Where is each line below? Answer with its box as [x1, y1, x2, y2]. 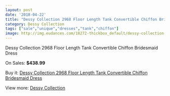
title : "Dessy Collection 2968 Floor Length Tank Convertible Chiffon [5, 17, 157, 22]
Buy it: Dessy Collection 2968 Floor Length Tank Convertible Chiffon [5, 70, 148, 76]
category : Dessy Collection [5, 21, 65, 27]
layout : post [5, 7, 33, 13]
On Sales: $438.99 [5, 60, 46, 66]
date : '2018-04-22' [5, 12, 47, 17]
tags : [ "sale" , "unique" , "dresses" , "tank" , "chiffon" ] [5, 26, 119, 31]
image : [5, 31, 19, 36]
